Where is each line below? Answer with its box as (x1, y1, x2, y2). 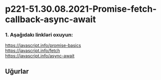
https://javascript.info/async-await (5, 53, 75, 59)
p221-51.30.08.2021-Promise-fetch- (5, 3, 157, 15)
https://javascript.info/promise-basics (5, 43, 81, 49)
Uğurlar (5, 67, 29, 76)
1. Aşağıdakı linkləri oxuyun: (5, 31, 73, 38)
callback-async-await (5, 14, 96, 25)
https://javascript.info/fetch (5, 48, 60, 53)
